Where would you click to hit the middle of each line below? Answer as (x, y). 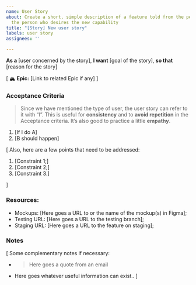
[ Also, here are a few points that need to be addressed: (73, 150)
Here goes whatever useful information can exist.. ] (76, 276)
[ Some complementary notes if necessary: (58, 253)
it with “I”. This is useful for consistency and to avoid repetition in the (104, 115)
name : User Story (27, 11)
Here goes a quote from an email (69, 265)
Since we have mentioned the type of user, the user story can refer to (104, 108)
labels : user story (30, 33)
